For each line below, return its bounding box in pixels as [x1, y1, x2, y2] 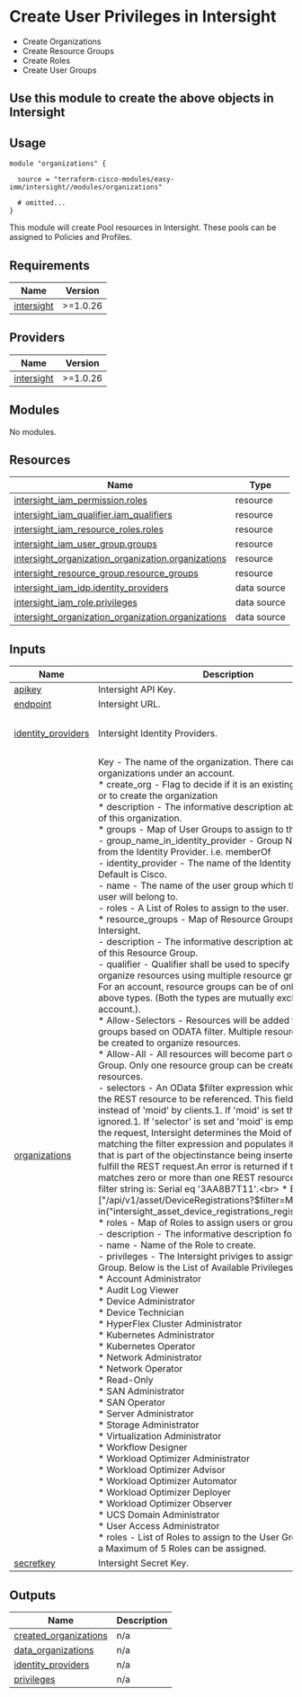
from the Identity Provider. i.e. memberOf [97, 846, 271, 858]
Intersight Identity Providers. [97, 726, 218, 739]
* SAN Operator [97, 1396, 166, 1408]
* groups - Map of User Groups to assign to [97, 823, 285, 836]
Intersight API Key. [97, 683, 176, 696]
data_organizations [13, 1644, 94, 1657]
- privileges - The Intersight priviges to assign [97, 1250, 295, 1263]
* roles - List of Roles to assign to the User [97, 1531, 280, 1543]
